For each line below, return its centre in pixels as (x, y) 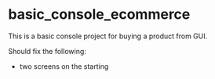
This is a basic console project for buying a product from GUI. (108, 36)
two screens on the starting (64, 66)
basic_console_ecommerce (99, 14)
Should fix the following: (47, 51)
